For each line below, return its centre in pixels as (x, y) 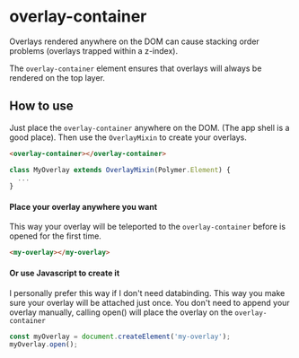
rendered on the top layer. (57, 77)
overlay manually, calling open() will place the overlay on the (121, 312)
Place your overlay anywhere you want (84, 206)
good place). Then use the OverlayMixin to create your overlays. (128, 137)
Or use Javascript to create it (65, 273)
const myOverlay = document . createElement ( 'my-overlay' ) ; (120, 336)
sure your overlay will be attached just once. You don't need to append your (149, 302)
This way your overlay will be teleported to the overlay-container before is (147, 227)
